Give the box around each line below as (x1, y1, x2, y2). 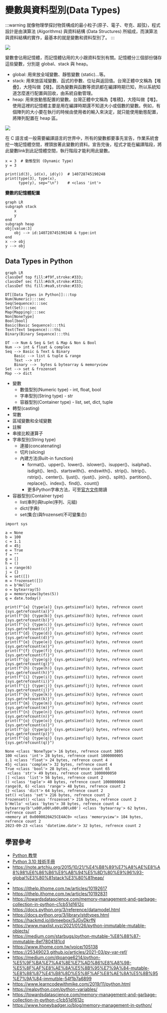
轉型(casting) (12, 405, 40, 411)
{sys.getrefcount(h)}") (5, 670, 55, 675)
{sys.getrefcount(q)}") (5, 740, 55, 745)
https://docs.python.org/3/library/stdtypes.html (12, 912, 109, 918)
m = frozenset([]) (5, 578, 43, 583)
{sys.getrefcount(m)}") (5, 705, 55, 710)
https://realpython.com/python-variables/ (12, 986, 98, 992)
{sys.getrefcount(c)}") (5, 626, 55, 631)
